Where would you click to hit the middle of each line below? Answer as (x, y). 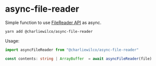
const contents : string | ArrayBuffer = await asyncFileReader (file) (78, 59)
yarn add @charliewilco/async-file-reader (49, 31)
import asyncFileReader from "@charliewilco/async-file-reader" (72, 50)
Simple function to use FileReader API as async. (53, 22)
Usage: (12, 41)
